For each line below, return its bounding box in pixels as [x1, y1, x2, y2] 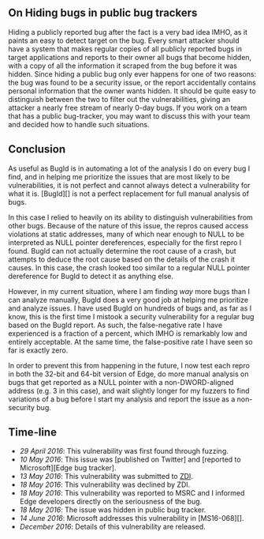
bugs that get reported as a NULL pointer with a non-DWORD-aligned [8, 377, 234, 386]
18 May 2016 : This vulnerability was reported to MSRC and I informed [19, 488, 245, 498]
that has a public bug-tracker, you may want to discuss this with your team [8, 111, 251, 121]
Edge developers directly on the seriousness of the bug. [19, 497, 203, 507]
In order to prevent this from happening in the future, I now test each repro [8, 360, 251, 370]
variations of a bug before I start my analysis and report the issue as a [8, 394, 236, 404]
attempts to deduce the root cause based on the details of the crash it [8, 254, 235, 264]
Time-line [8, 426, 58, 439]
